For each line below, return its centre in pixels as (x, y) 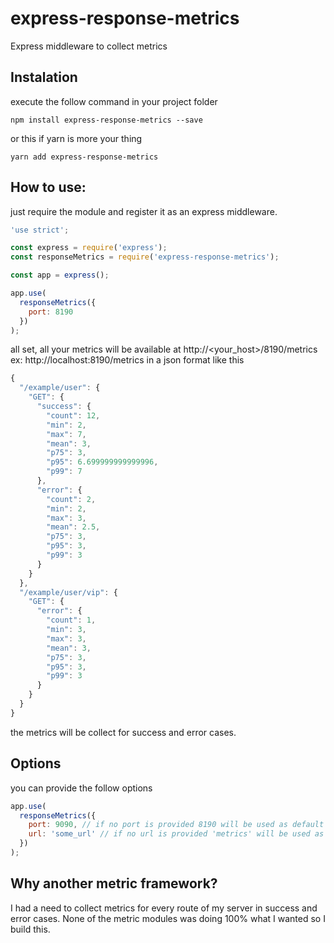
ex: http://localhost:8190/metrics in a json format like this (127, 360)
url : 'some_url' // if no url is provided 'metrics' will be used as (176, 834)
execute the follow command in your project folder (114, 101)
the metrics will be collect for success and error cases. (123, 732)
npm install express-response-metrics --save (106, 120)
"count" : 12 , (73, 415)
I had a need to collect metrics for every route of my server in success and (164, 908)
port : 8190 (51, 312)
